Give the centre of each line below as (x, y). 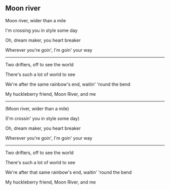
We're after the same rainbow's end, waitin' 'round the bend (68, 84)
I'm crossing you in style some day (41, 30)
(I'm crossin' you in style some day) (42, 118)
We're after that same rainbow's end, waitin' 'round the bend (69, 172)
